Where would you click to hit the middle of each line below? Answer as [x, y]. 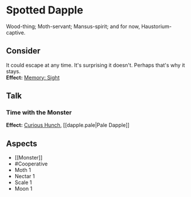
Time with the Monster [39, 113]
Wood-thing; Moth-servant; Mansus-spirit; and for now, [73, 26]
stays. [13, 71]
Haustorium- [156, 26]
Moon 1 [23, 189]
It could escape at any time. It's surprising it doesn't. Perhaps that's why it [96, 65]
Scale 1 [23, 182]
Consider [23, 51]
